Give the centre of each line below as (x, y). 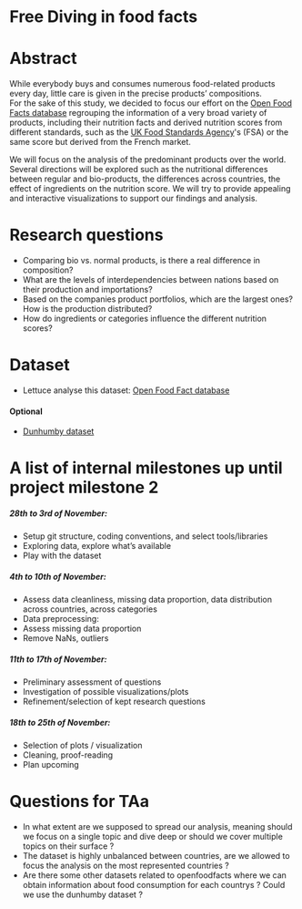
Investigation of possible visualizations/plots (106, 692)
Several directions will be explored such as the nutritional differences (139, 170)
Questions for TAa (80, 802)
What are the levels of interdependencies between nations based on (151, 280)
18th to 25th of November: (60, 722)
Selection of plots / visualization (82, 746)
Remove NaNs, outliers (65, 638)
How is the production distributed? (87, 309)
